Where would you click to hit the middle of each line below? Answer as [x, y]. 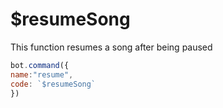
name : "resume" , [42, 74]
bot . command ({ [40, 65]
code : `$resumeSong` [53, 84]
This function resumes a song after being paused [111, 47]
